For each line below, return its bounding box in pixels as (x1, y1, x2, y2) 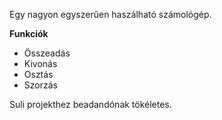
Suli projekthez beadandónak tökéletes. (9, 99, 172, 110)
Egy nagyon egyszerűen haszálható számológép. (9, 9, 212, 20)
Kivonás (23, 58, 58, 69)
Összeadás (23, 47, 71, 59)
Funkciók (9, 28, 49, 39)
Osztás (23, 69, 54, 80)
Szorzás (23, 79, 58, 91)
